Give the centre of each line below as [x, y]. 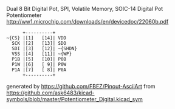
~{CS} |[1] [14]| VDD [36, 38]
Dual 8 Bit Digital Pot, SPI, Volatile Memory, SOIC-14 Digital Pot [85, 9]
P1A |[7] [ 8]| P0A [39, 70]
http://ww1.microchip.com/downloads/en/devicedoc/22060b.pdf [87, 21]
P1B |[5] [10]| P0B [39, 59]
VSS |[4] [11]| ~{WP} [42, 54]
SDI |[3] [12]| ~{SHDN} [45, 48]
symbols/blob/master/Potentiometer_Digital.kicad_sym [74, 99]
